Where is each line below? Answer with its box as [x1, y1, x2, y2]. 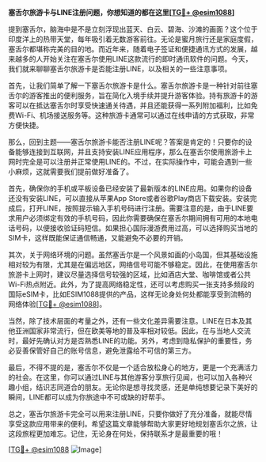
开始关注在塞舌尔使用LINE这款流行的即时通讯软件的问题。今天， [42, 55, 253, 63]
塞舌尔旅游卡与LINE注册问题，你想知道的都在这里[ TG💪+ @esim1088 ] [8, 8, 235, 17]
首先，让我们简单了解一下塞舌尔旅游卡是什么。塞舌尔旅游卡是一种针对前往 [8, 81, 251, 90]
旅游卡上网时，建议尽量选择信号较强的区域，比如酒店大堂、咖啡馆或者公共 [8, 270, 251, 279]
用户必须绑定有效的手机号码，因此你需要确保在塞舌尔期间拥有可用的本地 [14, 214, 251, 222]
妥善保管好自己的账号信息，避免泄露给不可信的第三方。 [14, 346, 196, 355]
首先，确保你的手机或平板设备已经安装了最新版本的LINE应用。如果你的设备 [8, 184, 253, 193]
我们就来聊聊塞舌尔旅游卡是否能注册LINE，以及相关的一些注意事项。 [8, 64, 232, 74]
